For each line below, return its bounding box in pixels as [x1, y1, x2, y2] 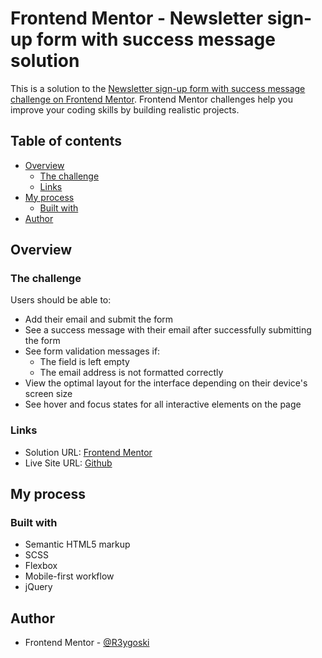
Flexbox [24, 560, 58, 572]
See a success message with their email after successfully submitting [24, 324, 312, 336]
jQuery [24, 581, 53, 593]
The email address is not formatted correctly [39, 367, 224, 379]
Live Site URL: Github [24, 457, 113, 469]
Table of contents [10, 133, 122, 150]
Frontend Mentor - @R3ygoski [24, 637, 150, 649]
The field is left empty [39, 356, 130, 368]
